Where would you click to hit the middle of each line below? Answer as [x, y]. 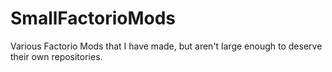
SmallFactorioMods [93, 18]
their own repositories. [56, 56]
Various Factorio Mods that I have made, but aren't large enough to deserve [166, 46]
